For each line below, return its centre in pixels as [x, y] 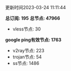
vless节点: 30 [27, 29]
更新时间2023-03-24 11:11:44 [35, 7]
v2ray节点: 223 [28, 50]
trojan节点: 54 [27, 57]
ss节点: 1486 [26, 63]
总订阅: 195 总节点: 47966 [33, 18]
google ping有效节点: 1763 [33, 40]
